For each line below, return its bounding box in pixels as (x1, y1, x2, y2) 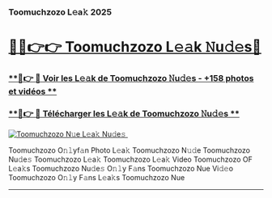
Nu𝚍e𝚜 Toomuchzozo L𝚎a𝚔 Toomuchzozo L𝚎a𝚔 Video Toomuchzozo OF (8, 154, 253, 164)
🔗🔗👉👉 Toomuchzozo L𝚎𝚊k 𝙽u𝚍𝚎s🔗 (8, 38, 261, 57)
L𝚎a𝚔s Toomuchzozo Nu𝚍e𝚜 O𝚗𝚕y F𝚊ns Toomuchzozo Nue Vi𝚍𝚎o (8, 164, 233, 174)
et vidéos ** (8, 86, 57, 97)
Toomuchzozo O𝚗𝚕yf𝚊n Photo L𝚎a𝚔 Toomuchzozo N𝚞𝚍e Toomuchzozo (8, 145, 251, 155)
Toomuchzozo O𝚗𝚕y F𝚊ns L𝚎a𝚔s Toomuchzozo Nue (8, 173, 185, 183)
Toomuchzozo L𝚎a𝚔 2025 (8, 6, 112, 18)
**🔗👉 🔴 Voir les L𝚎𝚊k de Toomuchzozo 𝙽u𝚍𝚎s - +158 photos (8, 73, 254, 84)
